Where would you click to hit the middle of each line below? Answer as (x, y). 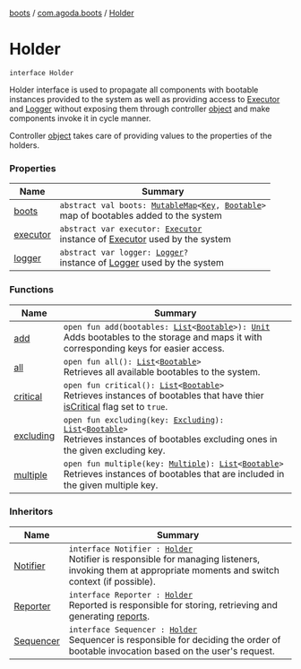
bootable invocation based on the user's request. (172, 651)
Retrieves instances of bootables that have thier (163, 395)
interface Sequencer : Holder (133, 630)
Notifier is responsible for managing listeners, (164, 559)
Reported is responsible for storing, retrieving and (173, 604)
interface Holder (42, 73)
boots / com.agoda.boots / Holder (72, 13)
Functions (31, 290)
